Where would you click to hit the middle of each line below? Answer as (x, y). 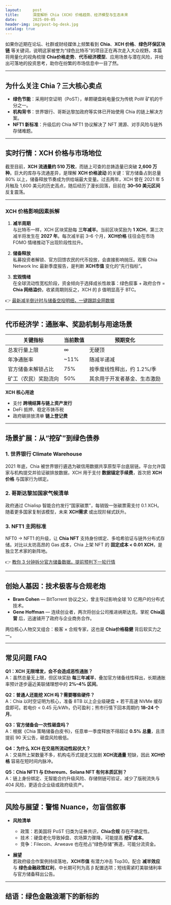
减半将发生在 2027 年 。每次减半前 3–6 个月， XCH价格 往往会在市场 (83, 236)
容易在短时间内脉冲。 (33, 761)
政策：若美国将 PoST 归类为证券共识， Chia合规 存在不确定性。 (86, 831)
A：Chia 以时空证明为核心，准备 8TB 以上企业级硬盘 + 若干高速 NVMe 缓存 (84, 701)
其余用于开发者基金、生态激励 (125, 379)
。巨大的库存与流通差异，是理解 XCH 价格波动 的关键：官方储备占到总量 (85, 173)
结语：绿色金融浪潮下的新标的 (52, 896)
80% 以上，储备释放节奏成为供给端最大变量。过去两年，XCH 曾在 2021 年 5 (85, 179)
